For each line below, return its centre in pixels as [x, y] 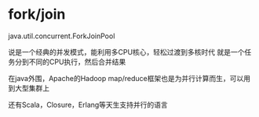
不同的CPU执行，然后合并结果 [77, 62]
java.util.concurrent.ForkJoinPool [62, 36]
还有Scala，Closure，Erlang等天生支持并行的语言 [88, 105]
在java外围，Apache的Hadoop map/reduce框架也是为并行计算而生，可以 [126, 78]
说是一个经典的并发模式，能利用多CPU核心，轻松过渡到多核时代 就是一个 [126, 51]
